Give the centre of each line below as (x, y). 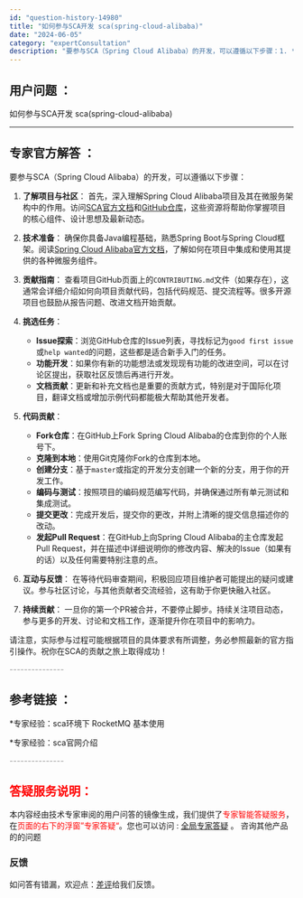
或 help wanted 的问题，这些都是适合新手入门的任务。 (133, 351)
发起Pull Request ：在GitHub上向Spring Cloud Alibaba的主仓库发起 (160, 537)
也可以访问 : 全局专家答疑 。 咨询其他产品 (211, 826)
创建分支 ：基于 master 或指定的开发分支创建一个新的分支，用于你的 (159, 469)
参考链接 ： (41, 700)
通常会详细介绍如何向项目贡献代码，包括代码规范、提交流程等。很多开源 (156, 291)
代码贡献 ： (42, 416)
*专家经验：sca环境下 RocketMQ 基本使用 (87, 723)
